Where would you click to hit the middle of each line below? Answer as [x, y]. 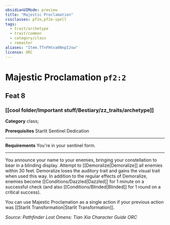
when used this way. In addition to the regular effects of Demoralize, [76, 176]
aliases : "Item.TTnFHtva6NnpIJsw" [42, 48]
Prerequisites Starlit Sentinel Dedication [47, 131]
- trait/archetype [29, 29]
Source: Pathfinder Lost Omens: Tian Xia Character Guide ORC [71, 217]
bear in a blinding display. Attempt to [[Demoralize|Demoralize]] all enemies [84, 165]
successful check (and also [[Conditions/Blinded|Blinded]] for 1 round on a [83, 187]
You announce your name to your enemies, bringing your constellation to [81, 160]
